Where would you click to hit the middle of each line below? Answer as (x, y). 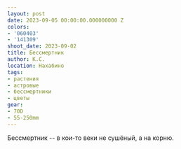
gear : (15, 105)
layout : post (26, 14)
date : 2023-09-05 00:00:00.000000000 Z (66, 20)
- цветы (19, 99)
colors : (19, 27)
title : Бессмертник (36, 53)
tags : (15, 72)
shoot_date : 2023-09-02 (42, 46)
